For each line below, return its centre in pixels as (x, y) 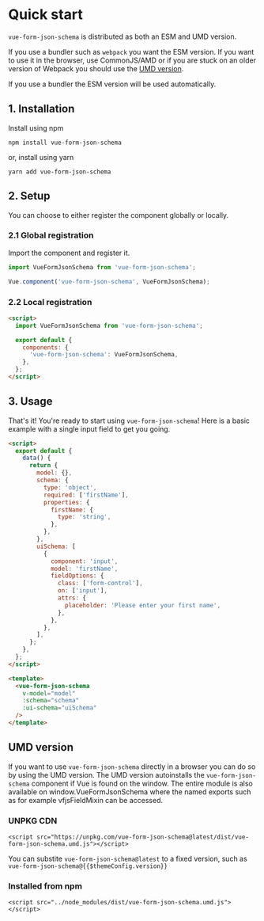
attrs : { (72, 598)
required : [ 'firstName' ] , (86, 495)
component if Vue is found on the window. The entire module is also (142, 783)
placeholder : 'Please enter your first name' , (143, 605)
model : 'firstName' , (84, 569)
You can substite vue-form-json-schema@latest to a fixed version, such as (128, 859)
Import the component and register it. (69, 253)
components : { (45, 347)
